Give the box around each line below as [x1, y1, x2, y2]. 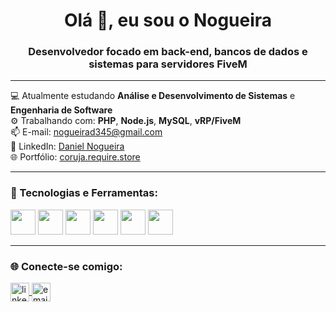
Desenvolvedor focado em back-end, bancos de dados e [28, 45, 308, 59]
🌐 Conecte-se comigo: [10, 259, 123, 273]
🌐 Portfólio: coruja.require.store [10, 151, 141, 163]
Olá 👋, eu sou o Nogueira [63, 9, 273, 32]
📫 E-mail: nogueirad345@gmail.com [10, 126, 163, 138]
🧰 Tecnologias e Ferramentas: [10, 186, 158, 200]
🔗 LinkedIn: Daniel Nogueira [10, 140, 125, 153]
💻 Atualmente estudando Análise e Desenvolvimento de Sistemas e [10, 90, 296, 102]
